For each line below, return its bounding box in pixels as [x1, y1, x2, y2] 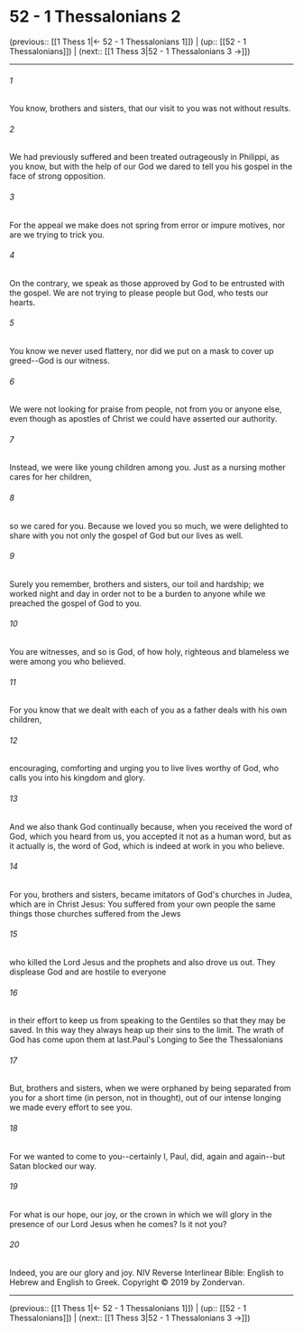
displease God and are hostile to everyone [9, 966, 167, 977]
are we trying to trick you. [9, 228, 106, 240]
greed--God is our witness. [9, 355, 111, 366]
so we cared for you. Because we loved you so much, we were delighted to [9, 520, 289, 531]
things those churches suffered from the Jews [9, 908, 182, 918]
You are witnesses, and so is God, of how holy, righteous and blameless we [9, 646, 290, 657]
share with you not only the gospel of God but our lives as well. [9, 530, 243, 541]
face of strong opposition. [9, 171, 106, 182]
